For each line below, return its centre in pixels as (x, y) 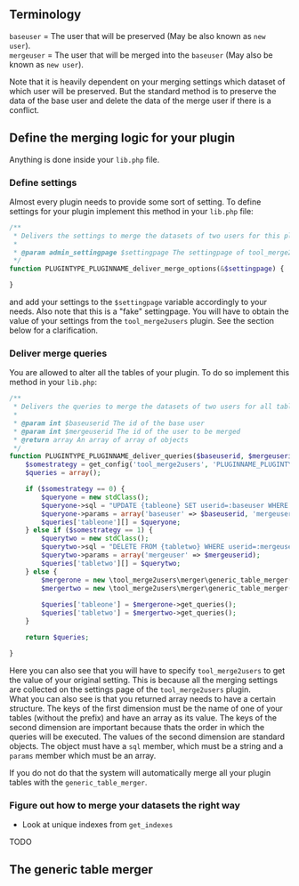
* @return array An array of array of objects (101, 439)
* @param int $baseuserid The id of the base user (109, 423)
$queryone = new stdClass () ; (95, 497)
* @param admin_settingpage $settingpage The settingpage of (129, 253)
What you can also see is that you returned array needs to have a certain (142, 698)
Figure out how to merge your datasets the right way (125, 805)
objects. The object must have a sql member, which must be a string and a (146, 745)
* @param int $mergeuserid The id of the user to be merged (127, 431)
